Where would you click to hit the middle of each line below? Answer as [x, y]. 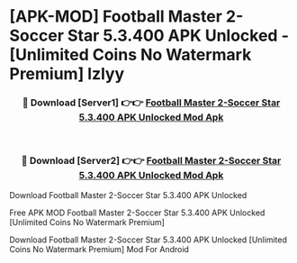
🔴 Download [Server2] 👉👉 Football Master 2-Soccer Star [151, 161]
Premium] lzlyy [67, 74]
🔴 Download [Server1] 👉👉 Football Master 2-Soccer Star [151, 103]
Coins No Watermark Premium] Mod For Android [99, 249]
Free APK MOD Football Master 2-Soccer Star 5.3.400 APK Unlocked [137, 213]
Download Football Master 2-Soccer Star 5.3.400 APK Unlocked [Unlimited [148, 240]
